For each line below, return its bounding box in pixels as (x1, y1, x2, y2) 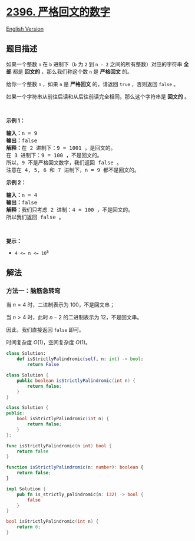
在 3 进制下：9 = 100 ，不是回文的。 (6, 151, 103, 159)
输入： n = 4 (6, 192, 38, 198)
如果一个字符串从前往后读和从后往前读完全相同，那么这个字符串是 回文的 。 (6, 93, 190, 100)
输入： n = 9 (6, 130, 38, 136)
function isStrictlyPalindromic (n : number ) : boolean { (6, 464, 144, 470)
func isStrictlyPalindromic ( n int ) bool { (6, 443, 112, 448)
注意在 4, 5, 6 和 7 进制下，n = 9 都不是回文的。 (6, 166, 140, 173)
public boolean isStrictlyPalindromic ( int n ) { (16, 378, 135, 384)
